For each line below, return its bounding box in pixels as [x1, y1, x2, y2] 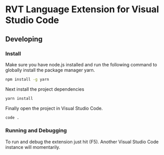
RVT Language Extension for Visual [5, 4, 159, 15]
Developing [5, 35, 43, 43]
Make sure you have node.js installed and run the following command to [5, 61, 157, 67]
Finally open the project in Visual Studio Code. [5, 105, 103, 111]
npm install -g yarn [5, 76, 50, 82]
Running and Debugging [5, 127, 67, 134]
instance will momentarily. [5, 144, 60, 150]
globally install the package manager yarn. [5, 67, 95, 73]
